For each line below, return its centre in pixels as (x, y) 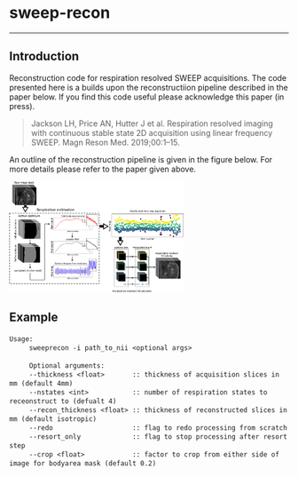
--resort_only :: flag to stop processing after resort (158, 437)
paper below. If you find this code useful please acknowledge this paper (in (147, 97)
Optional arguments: (67, 366)
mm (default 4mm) (41, 383)
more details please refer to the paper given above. (103, 169)
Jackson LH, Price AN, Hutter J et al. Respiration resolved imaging (152, 123)
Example (34, 318)
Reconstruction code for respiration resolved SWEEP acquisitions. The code (148, 77)
